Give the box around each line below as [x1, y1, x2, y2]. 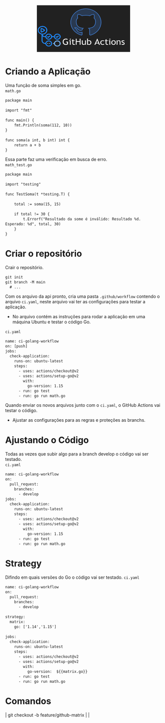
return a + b [14, 143, 41, 148]
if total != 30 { [14, 212, 50, 217]
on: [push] [5, 344, 28, 349]
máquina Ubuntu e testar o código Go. [12, 319, 91, 325]
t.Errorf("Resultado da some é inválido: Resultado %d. [23, 217, 141, 222]
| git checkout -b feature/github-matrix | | [5, 712, 90, 718]
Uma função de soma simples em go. [5, 83, 82, 89]
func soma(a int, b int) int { [5, 138, 70, 143]
